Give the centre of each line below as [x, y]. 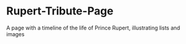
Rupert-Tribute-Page [60, 11]
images [15, 34]
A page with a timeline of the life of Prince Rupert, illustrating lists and [93, 28]
